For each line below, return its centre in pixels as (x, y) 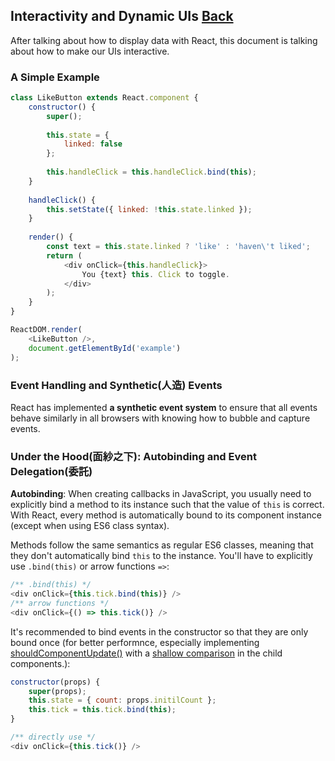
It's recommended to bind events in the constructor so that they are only (159, 631)
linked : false (93, 144)
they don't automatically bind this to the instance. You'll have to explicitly (161, 556)
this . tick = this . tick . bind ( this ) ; (102, 710)
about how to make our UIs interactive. (90, 51)
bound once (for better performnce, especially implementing (135, 642)
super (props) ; (57, 691)
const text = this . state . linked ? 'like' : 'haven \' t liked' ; (178, 247)
